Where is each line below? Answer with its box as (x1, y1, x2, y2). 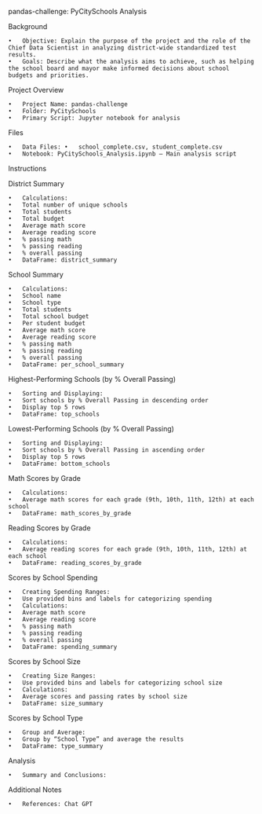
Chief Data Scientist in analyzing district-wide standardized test (8, 44, 237, 52)
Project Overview (8, 86, 64, 94)
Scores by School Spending (8, 573, 98, 582)
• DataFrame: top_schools (8, 410, 100, 418)
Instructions (8, 164, 47, 173)
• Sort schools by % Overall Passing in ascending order (8, 446, 206, 454)
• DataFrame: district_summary (8, 256, 118, 264)
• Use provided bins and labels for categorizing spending (8, 595, 213, 603)
